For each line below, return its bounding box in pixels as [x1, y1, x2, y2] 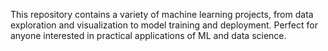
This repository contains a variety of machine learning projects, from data [10, 9, 314, 20]
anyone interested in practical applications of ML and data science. [10, 30, 287, 41]
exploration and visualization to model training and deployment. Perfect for [10, 19, 318, 31]
